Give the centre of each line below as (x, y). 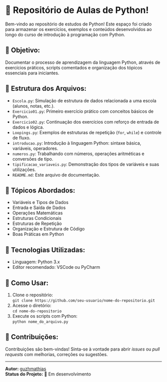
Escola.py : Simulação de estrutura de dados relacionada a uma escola (84, 100)
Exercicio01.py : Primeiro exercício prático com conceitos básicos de (83, 111)
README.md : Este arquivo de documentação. (56, 175)
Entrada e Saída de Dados (39, 208)
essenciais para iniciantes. (32, 73)
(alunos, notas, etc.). (33, 106)
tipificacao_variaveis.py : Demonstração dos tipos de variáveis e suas (86, 164)
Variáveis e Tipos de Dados (40, 202)
